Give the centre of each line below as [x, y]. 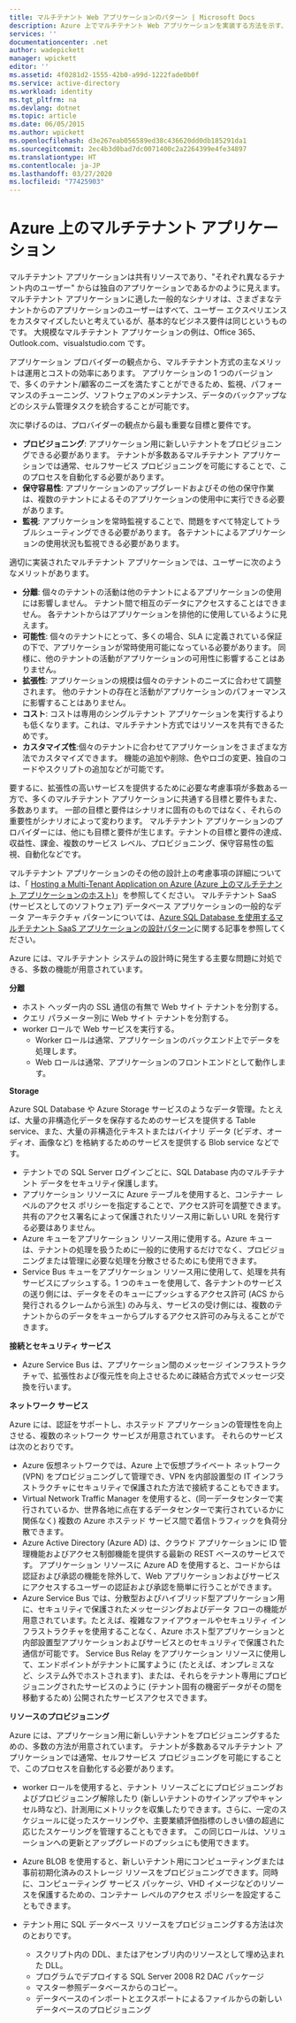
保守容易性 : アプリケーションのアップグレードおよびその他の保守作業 [148, 488]
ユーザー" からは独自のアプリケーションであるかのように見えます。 [162, 288]
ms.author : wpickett [47, 133]
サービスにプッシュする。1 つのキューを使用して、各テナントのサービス [152, 1283]
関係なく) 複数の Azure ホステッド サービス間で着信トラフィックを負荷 [151, 1521]
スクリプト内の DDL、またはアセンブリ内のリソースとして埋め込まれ [159, 1954]
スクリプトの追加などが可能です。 [107, 769]
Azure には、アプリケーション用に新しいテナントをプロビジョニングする [141, 1735]
